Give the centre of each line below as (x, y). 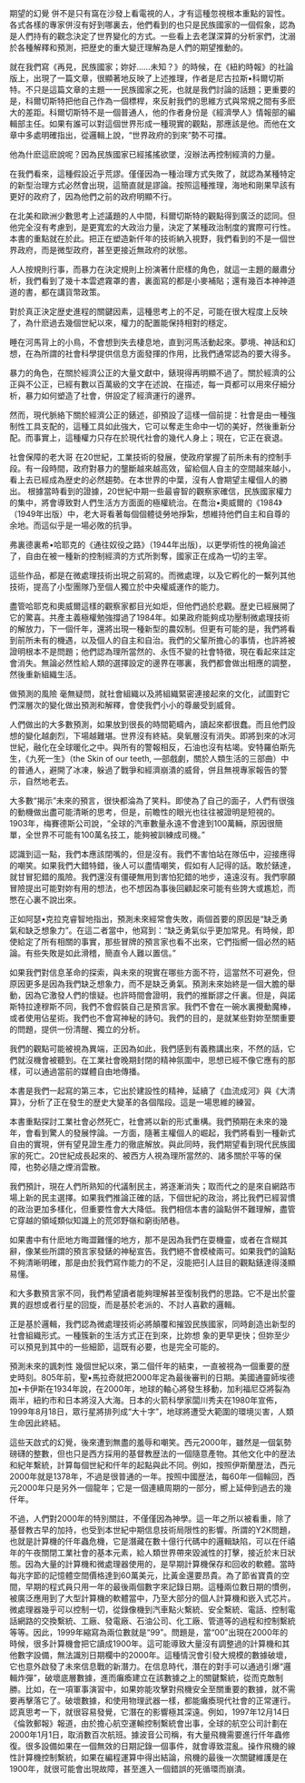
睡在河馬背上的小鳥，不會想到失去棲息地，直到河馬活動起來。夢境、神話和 (148, 342)
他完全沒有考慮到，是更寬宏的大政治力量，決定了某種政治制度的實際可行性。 (152, 227)
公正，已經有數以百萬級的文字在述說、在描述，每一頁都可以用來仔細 (160, 384)
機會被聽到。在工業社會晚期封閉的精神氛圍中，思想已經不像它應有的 (160, 1060)
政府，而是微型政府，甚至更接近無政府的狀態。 (104, 250)
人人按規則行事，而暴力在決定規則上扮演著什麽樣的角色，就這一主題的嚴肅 (148, 269)
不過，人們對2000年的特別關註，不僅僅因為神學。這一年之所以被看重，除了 (151, 1519)
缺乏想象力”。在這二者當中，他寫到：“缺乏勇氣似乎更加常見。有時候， (156, 930)
